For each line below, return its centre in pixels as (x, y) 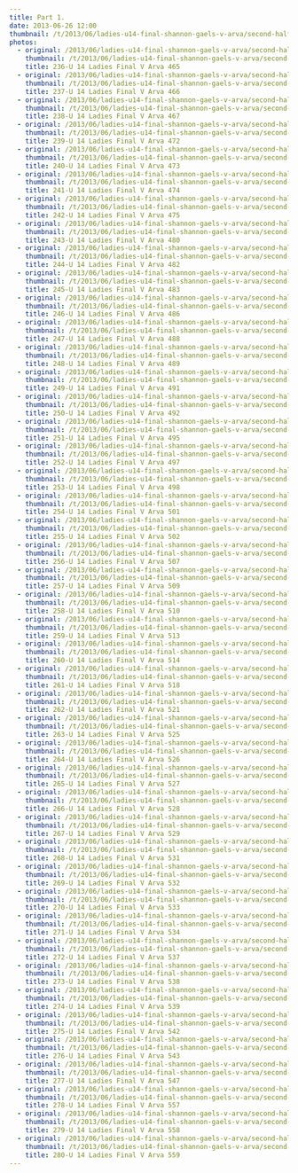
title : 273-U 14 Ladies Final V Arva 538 (102, 982)
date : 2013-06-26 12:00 (53, 26)
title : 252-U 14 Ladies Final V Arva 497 (102, 463)
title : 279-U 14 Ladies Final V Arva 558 (102, 1130)
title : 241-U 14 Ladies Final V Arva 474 (102, 191)
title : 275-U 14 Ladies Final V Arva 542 (102, 1031)
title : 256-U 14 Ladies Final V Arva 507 (102, 561)
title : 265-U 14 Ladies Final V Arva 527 (102, 784)
